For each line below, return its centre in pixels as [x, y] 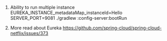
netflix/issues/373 [29, 33]
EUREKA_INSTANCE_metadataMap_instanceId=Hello [66, 13]
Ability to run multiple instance [42, 7]
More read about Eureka [36, 28]
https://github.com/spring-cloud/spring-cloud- [112, 28]
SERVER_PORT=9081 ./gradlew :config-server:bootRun [69, 18]
